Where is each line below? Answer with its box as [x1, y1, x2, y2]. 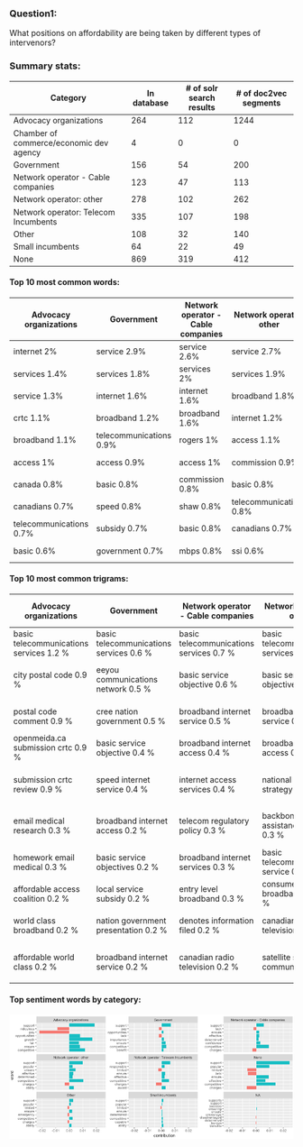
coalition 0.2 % [13, 893, 69, 904]
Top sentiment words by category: [9, 994, 142, 1005]
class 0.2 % [13, 961, 58, 972]
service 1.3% [13, 390, 63, 401]
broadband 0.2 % [13, 925, 79, 935]
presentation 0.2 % [96, 925, 168, 935]
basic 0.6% [13, 545, 56, 556]
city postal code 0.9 [13, 669, 87, 680]
